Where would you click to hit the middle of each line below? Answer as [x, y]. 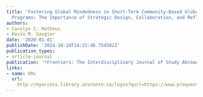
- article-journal [29, 57]
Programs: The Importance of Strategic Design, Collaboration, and [98, 17]
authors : [17, 23]
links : [14, 68]
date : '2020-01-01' [31, 40]
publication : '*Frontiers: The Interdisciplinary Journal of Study [93, 62]
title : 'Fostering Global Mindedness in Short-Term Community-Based [94, 12]
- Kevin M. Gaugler [31, 34]
